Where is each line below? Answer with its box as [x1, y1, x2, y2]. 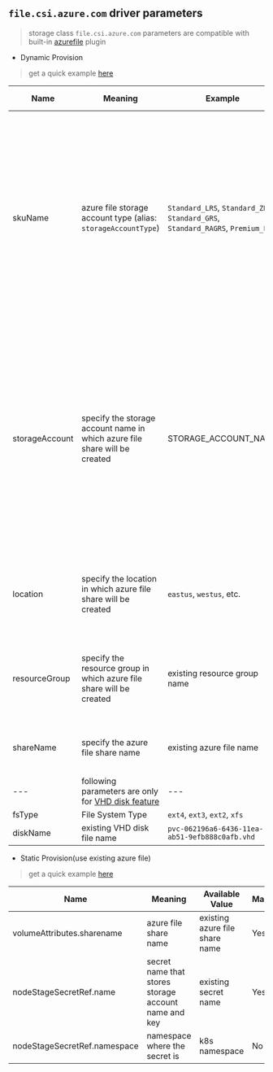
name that [146, 965, 185, 977]
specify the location [80, 573, 157, 584]
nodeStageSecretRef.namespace [12, 1040, 140, 1052]
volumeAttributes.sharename [12, 927, 123, 939]
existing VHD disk [80, 821, 149, 833]
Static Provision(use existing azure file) [19, 853, 151, 863]
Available [202, 888, 240, 900]
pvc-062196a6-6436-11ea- [167, 824, 264, 833]
